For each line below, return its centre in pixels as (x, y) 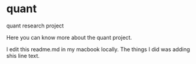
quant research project (35, 26)
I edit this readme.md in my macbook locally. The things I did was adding (98, 49)
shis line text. (23, 55)
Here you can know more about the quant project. (69, 37)
